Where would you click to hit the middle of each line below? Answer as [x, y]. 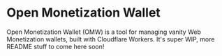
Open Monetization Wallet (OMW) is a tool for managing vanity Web [104, 32]
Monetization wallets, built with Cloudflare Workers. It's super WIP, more [111, 39]
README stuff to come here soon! [55, 46]
